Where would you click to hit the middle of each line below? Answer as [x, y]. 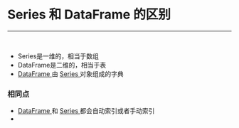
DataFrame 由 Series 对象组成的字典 [70, 74]
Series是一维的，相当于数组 [58, 56]
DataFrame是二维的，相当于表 [62, 65]
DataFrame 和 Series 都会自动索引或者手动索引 [86, 111]
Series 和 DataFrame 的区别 [89, 15]
